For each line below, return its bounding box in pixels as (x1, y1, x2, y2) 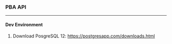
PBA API (5, 4, 27, 11)
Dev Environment (5, 21, 43, 27)
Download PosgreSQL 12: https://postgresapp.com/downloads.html (12, 33, 155, 39)
